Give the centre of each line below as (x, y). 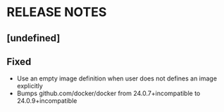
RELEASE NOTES (57, 12)
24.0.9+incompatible (47, 101)
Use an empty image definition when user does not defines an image (117, 78)
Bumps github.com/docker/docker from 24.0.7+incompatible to (108, 93)
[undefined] (33, 38)
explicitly (30, 86)
